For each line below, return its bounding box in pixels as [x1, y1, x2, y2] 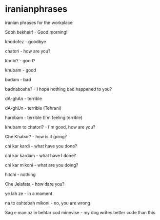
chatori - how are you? [5, 48, 51, 54]
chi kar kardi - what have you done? [5, 143, 77, 149]
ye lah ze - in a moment [5, 190, 53, 196]
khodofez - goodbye [5, 38, 46, 45]
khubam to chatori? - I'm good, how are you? [5, 124, 96, 130]
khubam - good [5, 67, 37, 73]
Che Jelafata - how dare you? [5, 181, 65, 187]
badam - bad [5, 76, 31, 82]
